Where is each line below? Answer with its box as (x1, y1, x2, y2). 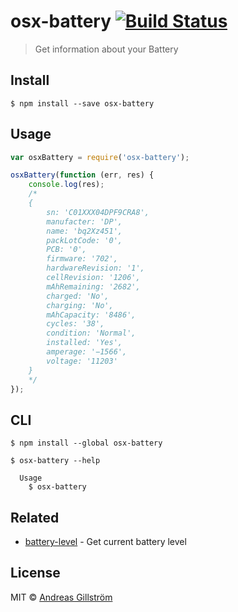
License (10, 565, 61, 582)
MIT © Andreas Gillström (10, 591, 113, 603)
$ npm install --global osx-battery (10, 438, 163, 449)
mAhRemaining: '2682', (46, 281, 141, 292)
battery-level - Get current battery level (24, 536, 187, 548)
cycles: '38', (46, 319, 105, 329)
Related (10, 509, 60, 526)
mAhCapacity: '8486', (46, 310, 137, 320)
